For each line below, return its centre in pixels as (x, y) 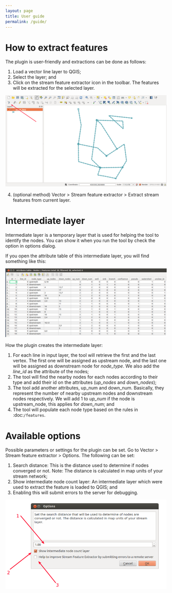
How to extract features (57, 47)
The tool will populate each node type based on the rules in (75, 410)
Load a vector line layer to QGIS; (47, 72)
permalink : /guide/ (26, 22)
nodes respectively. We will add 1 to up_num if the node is (74, 399)
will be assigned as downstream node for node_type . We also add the (86, 366)
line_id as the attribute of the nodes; (51, 372)
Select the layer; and (34, 77)
